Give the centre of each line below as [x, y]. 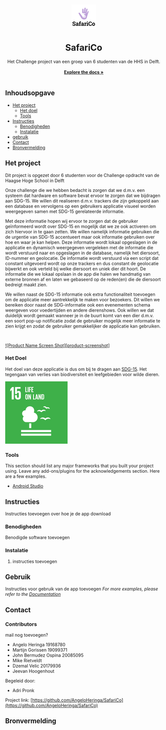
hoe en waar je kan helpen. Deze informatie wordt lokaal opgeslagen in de [81, 242]
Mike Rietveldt [27, 661]
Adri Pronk [23, 691]
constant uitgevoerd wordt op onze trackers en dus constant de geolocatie [82, 263]
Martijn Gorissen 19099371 [40, 650]
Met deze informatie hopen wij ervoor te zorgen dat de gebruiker [72, 221]
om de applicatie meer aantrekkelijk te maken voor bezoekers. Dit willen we [83, 299]
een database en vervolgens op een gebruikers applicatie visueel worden [81, 206]
